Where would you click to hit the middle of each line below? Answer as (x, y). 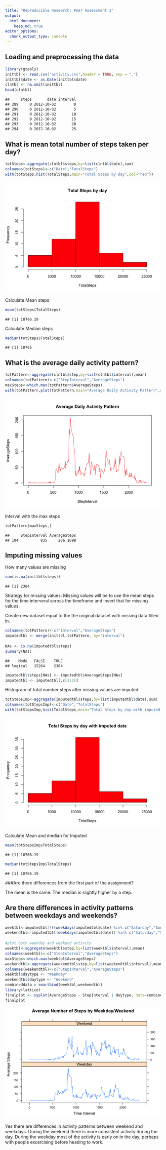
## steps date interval (41, 99)
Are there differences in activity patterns (69, 908)
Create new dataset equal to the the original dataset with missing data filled (82, 616)
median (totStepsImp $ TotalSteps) (38, 864)
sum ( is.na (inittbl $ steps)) (33, 577)
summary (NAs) (19, 651)
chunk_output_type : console (39, 37)
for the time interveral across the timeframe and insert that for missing (77, 601)
